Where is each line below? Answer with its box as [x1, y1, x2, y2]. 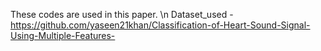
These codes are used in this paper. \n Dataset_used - [10, 9, 234, 20]
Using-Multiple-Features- [10, 30, 116, 41]
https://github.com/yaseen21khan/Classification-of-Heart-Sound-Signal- [10, 19, 311, 31]
